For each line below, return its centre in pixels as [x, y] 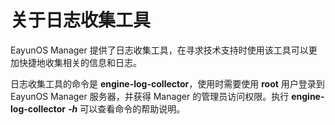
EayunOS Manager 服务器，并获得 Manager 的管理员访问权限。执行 [150, 96]
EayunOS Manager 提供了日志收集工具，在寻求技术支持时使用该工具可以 [159, 50]
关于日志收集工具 [81, 20]
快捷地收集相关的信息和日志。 [80, 62]
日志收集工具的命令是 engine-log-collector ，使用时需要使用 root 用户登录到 [167, 83]
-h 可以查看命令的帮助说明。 [126, 108]
